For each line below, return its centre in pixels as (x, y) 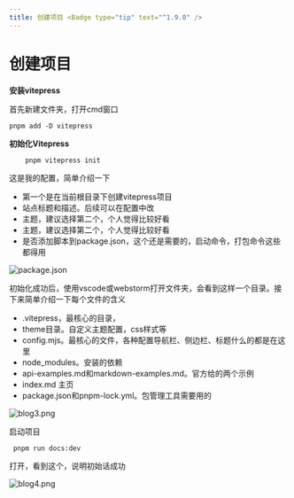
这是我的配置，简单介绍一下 (60, 177)
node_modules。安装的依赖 (72, 362)
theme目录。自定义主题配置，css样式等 (94, 329)
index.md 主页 (48, 384)
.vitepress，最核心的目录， (71, 318)
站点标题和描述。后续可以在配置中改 (88, 207)
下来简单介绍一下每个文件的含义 (67, 299)
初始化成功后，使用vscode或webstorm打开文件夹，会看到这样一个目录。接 (146, 288)
